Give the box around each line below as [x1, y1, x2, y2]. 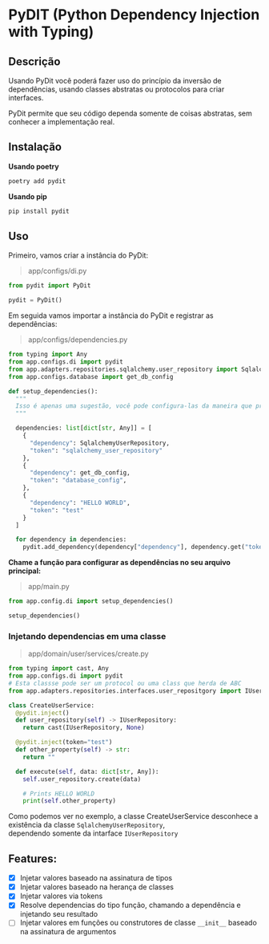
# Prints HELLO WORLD [22, 789, 94, 798]
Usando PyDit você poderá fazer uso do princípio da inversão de [8, 76, 222, 85]
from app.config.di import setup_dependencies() [8, 597, 174, 605]
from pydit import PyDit [8, 282, 91, 290]
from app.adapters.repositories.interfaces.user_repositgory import [8, 686, 242, 695]
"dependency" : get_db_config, [29, 469, 130, 477]
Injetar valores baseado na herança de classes [19, 882, 175, 892]
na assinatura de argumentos [19, 927, 117, 937]
